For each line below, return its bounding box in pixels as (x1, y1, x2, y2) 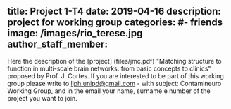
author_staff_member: (7, 38, 108, 50)
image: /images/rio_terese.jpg (7, 27, 143, 39)
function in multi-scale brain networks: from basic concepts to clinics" (7, 64, 211, 73)
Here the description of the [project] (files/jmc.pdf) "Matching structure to (7, 57, 222, 65)
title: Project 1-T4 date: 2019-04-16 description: (7, 6, 222, 17)
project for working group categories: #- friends (7, 17, 223, 29)
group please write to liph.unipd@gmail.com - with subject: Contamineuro (7, 79, 222, 87)
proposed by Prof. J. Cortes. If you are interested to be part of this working (7, 71, 224, 80)
